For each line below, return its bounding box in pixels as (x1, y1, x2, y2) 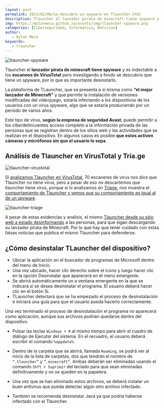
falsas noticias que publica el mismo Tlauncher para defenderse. (5, 230, 136, 236)
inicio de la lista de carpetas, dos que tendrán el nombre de (12, 354, 133, 359)
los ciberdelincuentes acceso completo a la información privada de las (5, 122, 148, 128)
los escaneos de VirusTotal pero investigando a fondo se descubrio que (5, 72, 152, 77)
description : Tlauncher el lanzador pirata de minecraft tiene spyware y (5, 16, 160, 21)
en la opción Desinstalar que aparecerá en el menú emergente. (12, 273, 140, 279)
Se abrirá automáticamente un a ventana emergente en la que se (12, 278, 143, 284)
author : (5, 30, 21, 35)
